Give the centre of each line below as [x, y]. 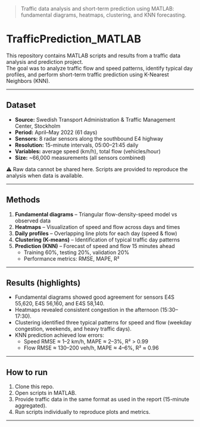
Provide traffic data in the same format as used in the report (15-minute [102, 400]
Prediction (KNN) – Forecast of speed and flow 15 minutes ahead [95, 246]
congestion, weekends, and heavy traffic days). [73, 329]
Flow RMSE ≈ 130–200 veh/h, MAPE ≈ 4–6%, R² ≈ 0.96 [91, 348]
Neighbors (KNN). [28, 81]
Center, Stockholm [37, 126]
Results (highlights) [43, 283]
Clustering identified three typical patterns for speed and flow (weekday [103, 323]
